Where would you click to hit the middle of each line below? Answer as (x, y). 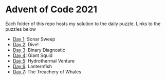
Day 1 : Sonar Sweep (34, 39)
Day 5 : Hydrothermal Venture (44, 61)
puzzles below (21, 29)
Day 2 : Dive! (26, 44)
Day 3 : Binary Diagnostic (39, 50)
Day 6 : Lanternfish (32, 66)
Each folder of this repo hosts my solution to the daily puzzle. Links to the (83, 24)
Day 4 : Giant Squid (33, 55)
